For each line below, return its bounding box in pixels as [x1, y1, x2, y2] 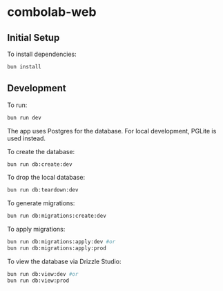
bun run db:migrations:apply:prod [7, 245, 107, 252]
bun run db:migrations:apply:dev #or [7, 238, 116, 245]
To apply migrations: [7, 225, 66, 234]
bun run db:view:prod [7, 277, 70, 284]
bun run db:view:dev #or [7, 270, 79, 277]
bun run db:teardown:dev [7, 187, 79, 194]
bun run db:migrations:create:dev [7, 212, 107, 220]
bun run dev [7, 114, 41, 121]
